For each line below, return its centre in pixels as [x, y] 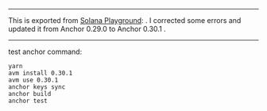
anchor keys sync [37, 87]
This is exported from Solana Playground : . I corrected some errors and [125, 20]
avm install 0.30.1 [41, 73]
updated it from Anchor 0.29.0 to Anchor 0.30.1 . [87, 29]
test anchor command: [45, 52]
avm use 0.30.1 [33, 80]
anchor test [28, 101]
